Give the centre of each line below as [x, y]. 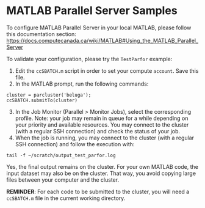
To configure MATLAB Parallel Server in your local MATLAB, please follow [99, 28]
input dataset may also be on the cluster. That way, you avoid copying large [101, 173]
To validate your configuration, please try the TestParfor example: [89, 59]
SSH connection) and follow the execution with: [75, 144]
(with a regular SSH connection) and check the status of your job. [98, 131]
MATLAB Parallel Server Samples [92, 11]
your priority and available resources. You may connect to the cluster [102, 124]
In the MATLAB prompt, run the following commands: [82, 84]
